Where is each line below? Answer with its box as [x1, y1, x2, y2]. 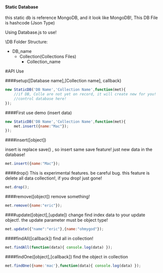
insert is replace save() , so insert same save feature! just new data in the [5, 147, 153, 153]
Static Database [5, 4, 38, 10]
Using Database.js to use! [5, 29, 57, 35]
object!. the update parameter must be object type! [5, 217, 108, 223]
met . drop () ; [5, 185, 29, 190]
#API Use [5, 68, 24, 74]
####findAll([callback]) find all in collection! [5, 235, 94, 241]
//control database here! [14, 96, 67, 101]
